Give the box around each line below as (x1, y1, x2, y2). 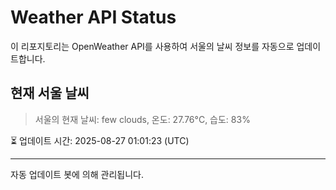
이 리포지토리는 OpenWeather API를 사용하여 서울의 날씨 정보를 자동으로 (10, 40, 295, 52)
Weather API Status (10, 6, 177, 29)
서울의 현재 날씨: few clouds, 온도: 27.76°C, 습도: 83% (34, 113, 251, 125)
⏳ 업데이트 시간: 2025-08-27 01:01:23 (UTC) (10, 134, 190, 146)
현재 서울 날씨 (10, 85, 90, 102)
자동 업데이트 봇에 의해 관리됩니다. (10, 168, 144, 180)
